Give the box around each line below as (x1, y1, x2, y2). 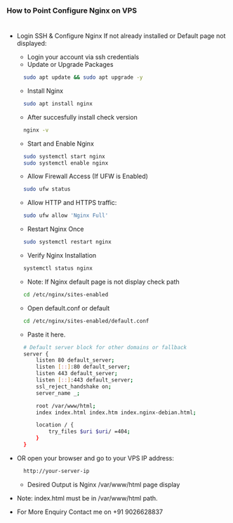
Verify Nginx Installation (27, 251, 97, 260)
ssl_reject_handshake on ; (35, 383, 112, 390)
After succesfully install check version (27, 113, 138, 121)
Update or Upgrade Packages (27, 61, 114, 69)
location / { (35, 422, 74, 429)
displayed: (16, 39, 47, 48)
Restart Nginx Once (27, 225, 84, 234)
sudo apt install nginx (23, 100, 93, 107)
